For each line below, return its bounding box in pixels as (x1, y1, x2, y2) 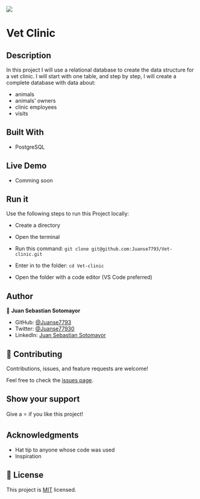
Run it (6, 194, 29, 205)
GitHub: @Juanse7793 (14, 319, 72, 326)
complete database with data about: (6, 79, 96, 86)
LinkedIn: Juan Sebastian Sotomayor (14, 332, 107, 339)
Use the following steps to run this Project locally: (6, 210, 130, 217)
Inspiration (14, 452, 42, 460)
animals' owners (14, 97, 56, 104)
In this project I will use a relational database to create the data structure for (6, 66, 195, 73)
